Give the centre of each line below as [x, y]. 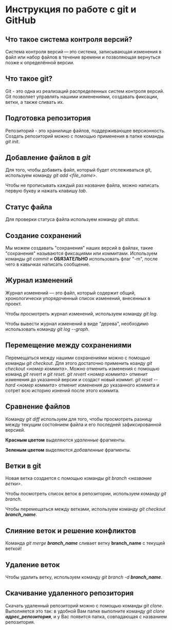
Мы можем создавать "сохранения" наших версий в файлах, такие [79, 248]
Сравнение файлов [38, 407]
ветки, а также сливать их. [35, 102]
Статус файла [29, 207]
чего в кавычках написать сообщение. [48, 264]
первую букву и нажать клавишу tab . [46, 191]
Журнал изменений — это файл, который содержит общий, [71, 293]
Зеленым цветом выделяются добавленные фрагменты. [68, 450]
